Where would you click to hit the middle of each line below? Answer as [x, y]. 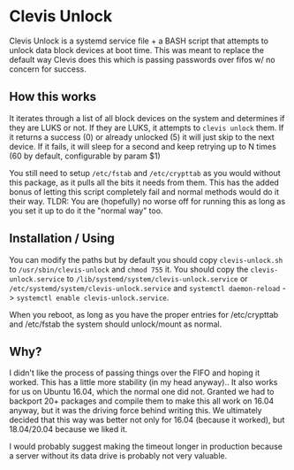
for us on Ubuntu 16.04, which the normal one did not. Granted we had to [142, 392]
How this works [53, 97]
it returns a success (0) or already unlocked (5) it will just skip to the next [142, 137]
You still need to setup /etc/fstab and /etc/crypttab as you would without [145, 173]
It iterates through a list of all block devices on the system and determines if [147, 118]
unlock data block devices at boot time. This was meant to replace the [137, 50]
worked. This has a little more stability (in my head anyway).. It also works [143, 382]
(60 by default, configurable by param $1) [85, 156]
